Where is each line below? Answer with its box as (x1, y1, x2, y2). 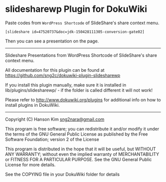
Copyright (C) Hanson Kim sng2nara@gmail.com (5, 116, 105, 122)
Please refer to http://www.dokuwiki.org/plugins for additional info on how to (5, 96, 162, 102)
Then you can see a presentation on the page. (5, 38, 99, 44)
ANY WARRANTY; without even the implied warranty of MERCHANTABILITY (5, 151, 160, 157)
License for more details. (5, 162, 56, 168)
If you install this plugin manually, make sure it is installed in (5, 82, 126, 88)
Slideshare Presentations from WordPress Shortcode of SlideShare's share (5, 52, 157, 58)
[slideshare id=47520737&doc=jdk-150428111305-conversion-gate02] (5, 29, 145, 34)
